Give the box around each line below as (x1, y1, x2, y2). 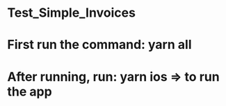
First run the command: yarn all (7, 37, 192, 53)
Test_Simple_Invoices (7, 5, 136, 21)
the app (7, 84, 52, 99)
